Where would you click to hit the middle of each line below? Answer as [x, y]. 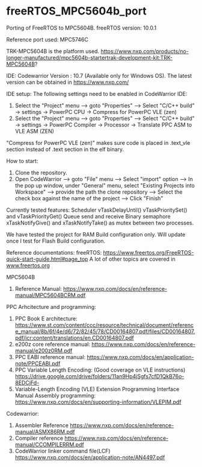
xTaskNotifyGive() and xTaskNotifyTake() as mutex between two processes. [100, 223]
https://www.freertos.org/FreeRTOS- [148, 252]
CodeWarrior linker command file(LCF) [63, 451]
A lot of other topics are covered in [132, 259]
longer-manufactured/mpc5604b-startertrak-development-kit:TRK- [90, 57]
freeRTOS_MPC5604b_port [76, 11]
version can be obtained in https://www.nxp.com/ [68, 82]
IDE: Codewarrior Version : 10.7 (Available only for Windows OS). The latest [99, 75]
